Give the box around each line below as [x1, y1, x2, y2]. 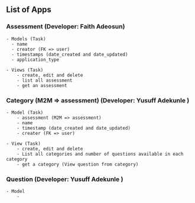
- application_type [11, 56, 60, 63]
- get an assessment [17, 82, 67, 88]
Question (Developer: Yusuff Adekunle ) [6, 175, 123, 183]
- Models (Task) [6, 36, 46, 42]
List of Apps [6, 5, 52, 15]
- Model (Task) [6, 109, 44, 115]
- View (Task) [6, 140, 41, 147]
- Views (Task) [6, 67, 44, 73]
